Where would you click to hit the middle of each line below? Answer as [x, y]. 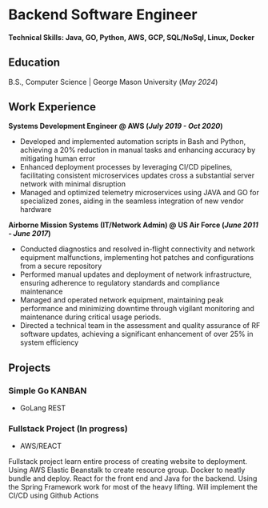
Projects [30, 368]
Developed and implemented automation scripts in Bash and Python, [133, 142]
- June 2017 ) [30, 234]
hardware [36, 210]
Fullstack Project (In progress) [68, 429]
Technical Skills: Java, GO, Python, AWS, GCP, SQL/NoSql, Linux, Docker [132, 37]
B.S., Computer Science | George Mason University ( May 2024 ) [113, 82]
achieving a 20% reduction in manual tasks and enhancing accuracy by [138, 150]
